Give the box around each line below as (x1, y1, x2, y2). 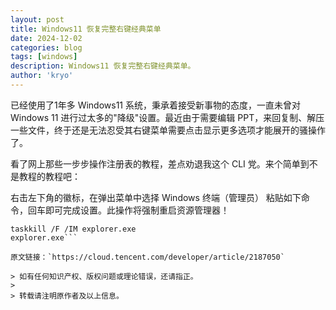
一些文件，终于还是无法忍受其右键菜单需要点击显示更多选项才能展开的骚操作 (10, 124, 326, 136)
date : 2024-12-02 (10, 33, 83, 43)
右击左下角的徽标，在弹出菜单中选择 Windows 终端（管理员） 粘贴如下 (10, 191, 302, 203)
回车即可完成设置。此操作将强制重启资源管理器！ (27, 204, 230, 216)
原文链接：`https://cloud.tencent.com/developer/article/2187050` (10, 252, 285, 262)
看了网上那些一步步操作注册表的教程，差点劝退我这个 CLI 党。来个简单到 (10, 157, 310, 170)
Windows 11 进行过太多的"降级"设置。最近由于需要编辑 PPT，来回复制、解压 (10, 111, 325, 123)
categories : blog (10, 42, 83, 53)
